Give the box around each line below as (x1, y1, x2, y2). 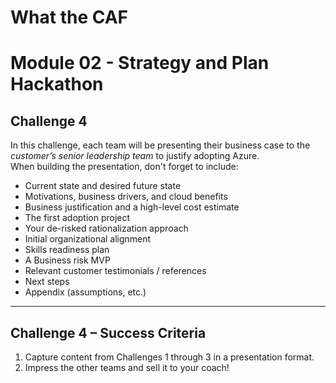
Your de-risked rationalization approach (24, 222, 189, 235)
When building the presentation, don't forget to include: (10, 161, 239, 173)
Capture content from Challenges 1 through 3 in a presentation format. (24, 351, 315, 363)
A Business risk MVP (24, 254, 111, 266)
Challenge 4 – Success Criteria (10, 324, 207, 341)
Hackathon (10, 73, 104, 96)
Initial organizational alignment (24, 233, 152, 245)
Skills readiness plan (24, 244, 110, 256)
